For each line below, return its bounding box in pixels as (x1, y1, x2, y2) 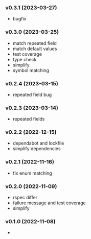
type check (12, 56, 37, 62)
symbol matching (12, 67, 50, 73)
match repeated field (12, 40, 57, 46)
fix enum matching (12, 170, 52, 176)
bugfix (12, 16, 27, 22)
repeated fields (12, 116, 45, 122)
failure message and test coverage (12, 200, 86, 206)
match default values (12, 45, 57, 52)
